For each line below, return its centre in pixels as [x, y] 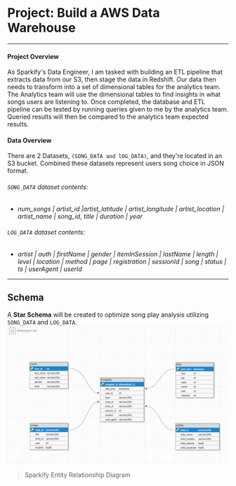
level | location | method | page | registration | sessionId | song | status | [122, 261]
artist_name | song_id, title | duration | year [80, 216]
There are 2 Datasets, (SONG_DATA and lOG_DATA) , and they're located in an [115, 156]
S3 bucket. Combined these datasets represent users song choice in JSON [116, 164]
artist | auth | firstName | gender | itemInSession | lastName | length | [118, 254]
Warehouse [41, 28]
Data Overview [29, 140]
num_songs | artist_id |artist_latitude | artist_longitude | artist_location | [121, 209]
